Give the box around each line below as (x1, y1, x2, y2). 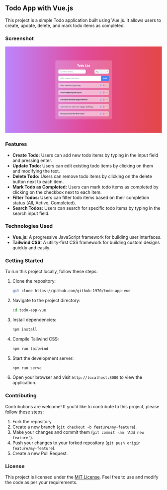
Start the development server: (12, 355, 74, 361)
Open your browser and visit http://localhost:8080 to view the (12, 374, 143, 380)
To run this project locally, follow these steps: (5, 269, 98, 275)
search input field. (12, 210, 50, 216)
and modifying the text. (12, 168, 61, 174)
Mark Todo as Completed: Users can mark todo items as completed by (12, 184, 159, 190)
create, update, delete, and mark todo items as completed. (5, 22, 125, 28)
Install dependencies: (12, 317, 57, 323)
